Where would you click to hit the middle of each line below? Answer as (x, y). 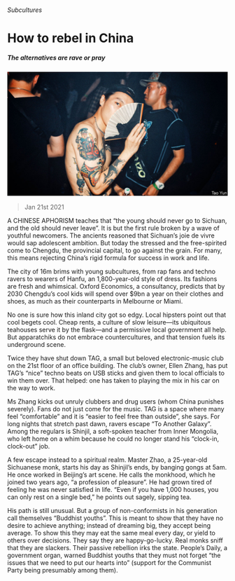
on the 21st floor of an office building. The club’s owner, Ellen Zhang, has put (117, 366)
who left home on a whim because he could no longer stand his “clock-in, (113, 439)
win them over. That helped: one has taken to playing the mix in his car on (113, 381)
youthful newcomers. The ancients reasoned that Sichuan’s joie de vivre (111, 235)
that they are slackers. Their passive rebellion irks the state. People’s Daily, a (117, 548)
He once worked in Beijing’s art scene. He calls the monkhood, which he (111, 475)
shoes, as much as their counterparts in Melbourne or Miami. (95, 301)
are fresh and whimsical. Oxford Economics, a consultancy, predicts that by (116, 287)
